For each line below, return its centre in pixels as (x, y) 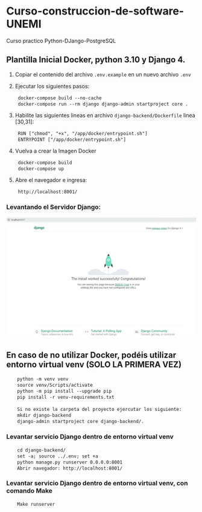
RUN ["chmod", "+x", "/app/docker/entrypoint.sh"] (83, 133)
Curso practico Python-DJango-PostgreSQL (61, 41)
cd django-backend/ (42, 450)
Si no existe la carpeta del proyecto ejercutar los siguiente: (99, 410)
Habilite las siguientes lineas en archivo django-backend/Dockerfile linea (105, 115)
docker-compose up (41, 169)
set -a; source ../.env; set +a (58, 456)
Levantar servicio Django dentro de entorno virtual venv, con (97, 484)
